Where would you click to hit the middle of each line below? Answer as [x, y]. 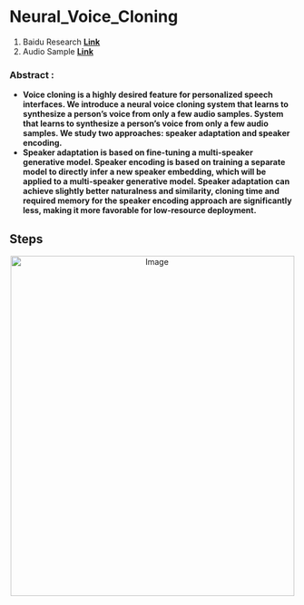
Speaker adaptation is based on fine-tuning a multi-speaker [138, 152]
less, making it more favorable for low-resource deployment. [139, 210]
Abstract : [32, 74]
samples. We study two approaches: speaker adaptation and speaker [156, 133]
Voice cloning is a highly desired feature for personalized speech [148, 95]
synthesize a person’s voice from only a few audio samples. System [153, 114]
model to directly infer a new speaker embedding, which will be [144, 172]
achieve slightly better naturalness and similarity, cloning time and [151, 191]
